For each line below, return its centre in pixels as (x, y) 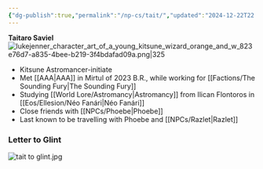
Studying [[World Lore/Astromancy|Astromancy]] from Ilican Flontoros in (137, 94)
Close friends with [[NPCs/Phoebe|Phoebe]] (91, 111)
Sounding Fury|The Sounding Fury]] (78, 86)
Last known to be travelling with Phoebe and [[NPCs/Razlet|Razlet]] (129, 119)
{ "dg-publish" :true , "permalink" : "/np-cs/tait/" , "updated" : (107, 15)
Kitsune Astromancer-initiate (66, 69)
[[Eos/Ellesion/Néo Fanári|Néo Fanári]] (82, 102)
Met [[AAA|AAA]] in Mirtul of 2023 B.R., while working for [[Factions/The (137, 77)
